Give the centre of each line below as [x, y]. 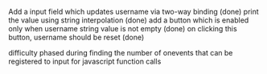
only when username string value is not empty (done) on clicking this [123, 29]
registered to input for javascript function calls [85, 61]
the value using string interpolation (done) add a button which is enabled [129, 20]
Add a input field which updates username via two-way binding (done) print [133, 12]
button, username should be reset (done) [76, 37]
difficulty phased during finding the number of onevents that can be [121, 53]
